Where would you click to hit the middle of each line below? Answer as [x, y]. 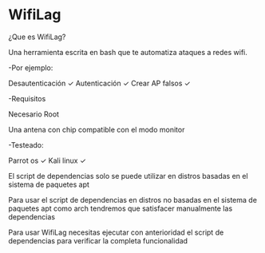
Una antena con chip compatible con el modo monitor [97, 129]
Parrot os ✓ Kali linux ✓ [47, 160]
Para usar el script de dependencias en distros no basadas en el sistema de [133, 200]
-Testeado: [26, 144]
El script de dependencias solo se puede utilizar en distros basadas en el [129, 176]
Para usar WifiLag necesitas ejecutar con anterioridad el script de [116, 232]
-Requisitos [27, 98]
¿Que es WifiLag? [37, 37]
